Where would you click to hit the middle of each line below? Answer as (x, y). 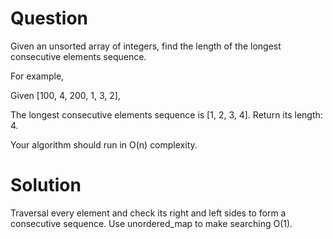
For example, (37, 76)
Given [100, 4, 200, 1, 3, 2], (65, 95)
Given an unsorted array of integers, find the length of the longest (146, 46)
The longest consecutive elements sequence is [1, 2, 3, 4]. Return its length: (166, 114)
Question (49, 18)
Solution (46, 185)
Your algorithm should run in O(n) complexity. (104, 144)
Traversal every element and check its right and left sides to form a (148, 213)
